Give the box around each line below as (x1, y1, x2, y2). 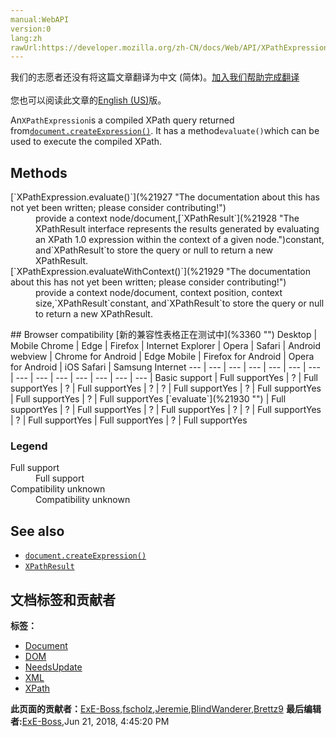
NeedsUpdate (24, 661, 83, 673)
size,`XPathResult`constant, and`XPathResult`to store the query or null (35, 297, 325, 310)
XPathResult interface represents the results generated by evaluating (35, 223, 320, 235)
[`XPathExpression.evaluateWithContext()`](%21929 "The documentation (10, 266, 312, 278)
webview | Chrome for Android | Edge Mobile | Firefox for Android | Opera (10, 351, 315, 363)
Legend (10, 439, 48, 453)
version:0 (10, 24, 52, 34)
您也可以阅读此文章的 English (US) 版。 (10, 94, 167, 106)
